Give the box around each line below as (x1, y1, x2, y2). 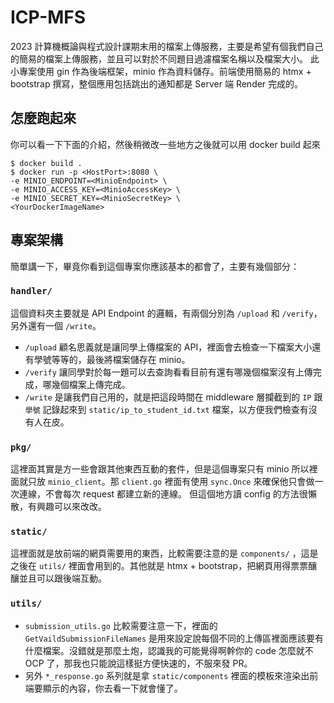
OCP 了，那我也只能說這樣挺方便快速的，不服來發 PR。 (24, 657, 253, 669)
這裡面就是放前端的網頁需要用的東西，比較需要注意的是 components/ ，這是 (10, 547, 319, 560)
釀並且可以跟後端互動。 (10, 572, 107, 585)
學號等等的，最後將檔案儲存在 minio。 (33, 353, 191, 365)
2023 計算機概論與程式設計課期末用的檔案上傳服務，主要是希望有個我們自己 (10, 40, 324, 52)
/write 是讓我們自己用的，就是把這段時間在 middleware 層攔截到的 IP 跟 (24, 391, 323, 403)
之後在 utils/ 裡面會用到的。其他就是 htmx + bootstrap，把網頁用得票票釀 (10, 560, 318, 572)
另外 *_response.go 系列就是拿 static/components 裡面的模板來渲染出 (24, 669, 310, 681)
